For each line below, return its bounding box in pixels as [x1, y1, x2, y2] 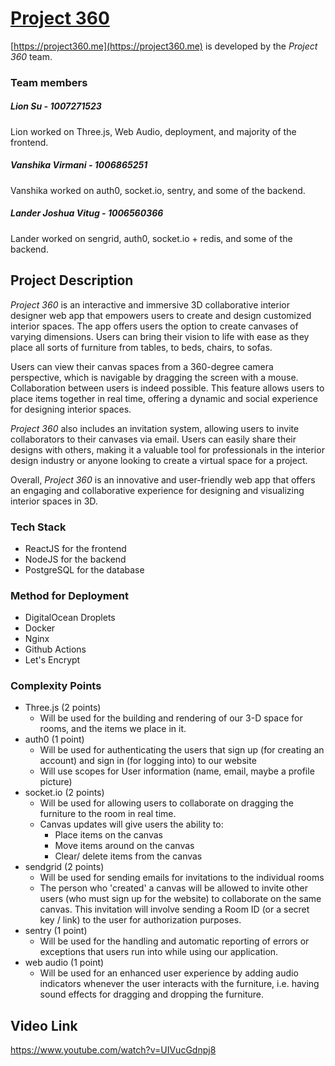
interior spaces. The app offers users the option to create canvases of [10, 320, 299, 332]
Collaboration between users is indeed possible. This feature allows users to [10, 382, 325, 394]
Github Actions [24, 643, 87, 656]
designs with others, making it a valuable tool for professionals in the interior [10, 443, 325, 456]
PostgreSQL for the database [24, 563, 145, 576]
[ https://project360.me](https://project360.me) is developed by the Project [10, 40, 318, 52]
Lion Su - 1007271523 [10, 100, 102, 112]
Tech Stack [10, 520, 67, 534]
